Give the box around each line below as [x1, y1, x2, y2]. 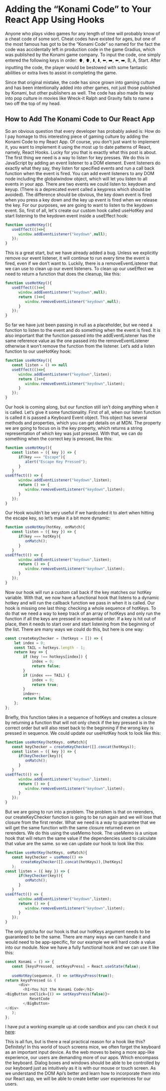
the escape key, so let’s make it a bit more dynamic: [5, 515, 111, 521]
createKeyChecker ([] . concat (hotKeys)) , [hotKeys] [20, 859, 123, 864]
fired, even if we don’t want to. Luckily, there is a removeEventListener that [5, 260, 158, 267]
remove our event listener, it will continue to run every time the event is [5, 255, 150, 261]
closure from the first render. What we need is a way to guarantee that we [5, 819, 156, 825]
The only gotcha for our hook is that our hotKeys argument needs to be [5, 929, 150, 934]
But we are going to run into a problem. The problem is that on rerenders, [5, 809, 155, 814]
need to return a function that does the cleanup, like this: [5, 271, 121, 277]
